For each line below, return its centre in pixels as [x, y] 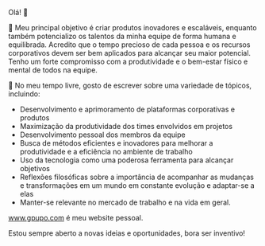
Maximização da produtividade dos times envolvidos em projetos [126, 126]
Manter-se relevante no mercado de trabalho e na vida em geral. [125, 202]
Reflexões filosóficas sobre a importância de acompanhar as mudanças [137, 177]
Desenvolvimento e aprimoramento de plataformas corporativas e [127, 109]
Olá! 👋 [18, 12]
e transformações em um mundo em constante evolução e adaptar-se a [137, 185]
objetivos [35, 168]
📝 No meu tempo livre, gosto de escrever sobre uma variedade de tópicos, [130, 85]
